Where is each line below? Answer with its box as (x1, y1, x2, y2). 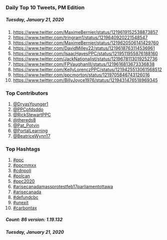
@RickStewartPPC (12, 112, 51, 118)
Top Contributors (5, 89, 48, 96)
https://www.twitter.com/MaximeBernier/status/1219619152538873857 (12, 29, 158, 35)
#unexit (12, 200, 29, 206)
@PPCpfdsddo (12, 106, 44, 112)
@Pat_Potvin (12, 123, 39, 129)
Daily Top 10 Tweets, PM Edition (5, 4, 84, 11)
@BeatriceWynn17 (12, 133, 50, 139)
